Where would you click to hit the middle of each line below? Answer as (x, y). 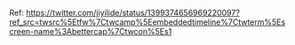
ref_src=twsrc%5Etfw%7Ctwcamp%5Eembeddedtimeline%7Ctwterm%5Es (147, 22)
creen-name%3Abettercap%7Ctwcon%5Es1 (91, 31)
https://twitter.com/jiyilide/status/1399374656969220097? (133, 13)
